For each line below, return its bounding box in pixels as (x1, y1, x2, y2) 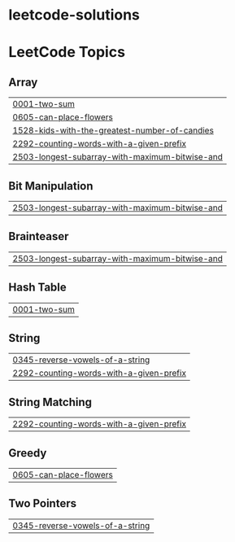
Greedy (8, 446, 47, 460)
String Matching (8, 395, 92, 409)
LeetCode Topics (8, 43, 126, 62)
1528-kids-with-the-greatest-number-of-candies (12, 125, 214, 136)
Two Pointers (8, 496, 77, 510)
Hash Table (8, 281, 67, 295)
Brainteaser (8, 229, 69, 243)
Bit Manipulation (8, 179, 94, 193)
